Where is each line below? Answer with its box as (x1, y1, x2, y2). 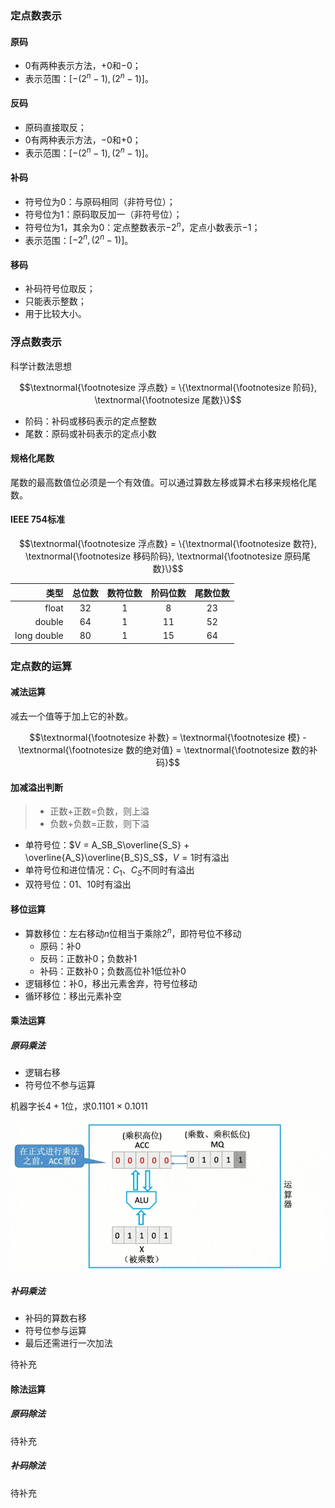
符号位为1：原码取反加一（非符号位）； (24, 208, 183, 220)
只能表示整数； (24, 295, 87, 307)
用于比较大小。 (24, 308, 87, 320)
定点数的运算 (10, 659, 73, 673)
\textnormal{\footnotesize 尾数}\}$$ (94, 393, 242, 406)
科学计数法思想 (10, 360, 72, 372)
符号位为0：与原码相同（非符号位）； (24, 195, 176, 207)
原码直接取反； (24, 121, 87, 133)
